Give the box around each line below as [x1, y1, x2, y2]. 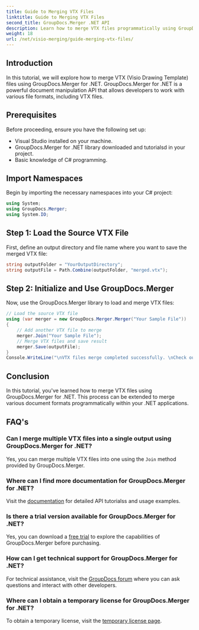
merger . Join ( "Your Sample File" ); [17, 333, 102, 339]
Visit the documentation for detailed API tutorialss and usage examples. [6, 498, 181, 505]
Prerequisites [6, 110, 57, 120]
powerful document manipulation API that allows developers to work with [6, 87, 185, 94]
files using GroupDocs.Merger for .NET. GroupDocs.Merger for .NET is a [6, 80, 182, 87]
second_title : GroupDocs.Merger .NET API [6, 20, 110, 26]
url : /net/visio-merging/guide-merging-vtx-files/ [6, 36, 134, 42]
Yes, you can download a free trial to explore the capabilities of [6, 533, 161, 540]
